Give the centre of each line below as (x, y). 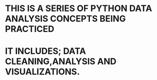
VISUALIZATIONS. (43, 72)
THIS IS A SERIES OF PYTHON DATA (78, 8)
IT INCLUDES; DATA (45, 51)
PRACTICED (30, 29)
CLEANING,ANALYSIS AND (61, 62)
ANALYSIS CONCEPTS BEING (65, 19)
